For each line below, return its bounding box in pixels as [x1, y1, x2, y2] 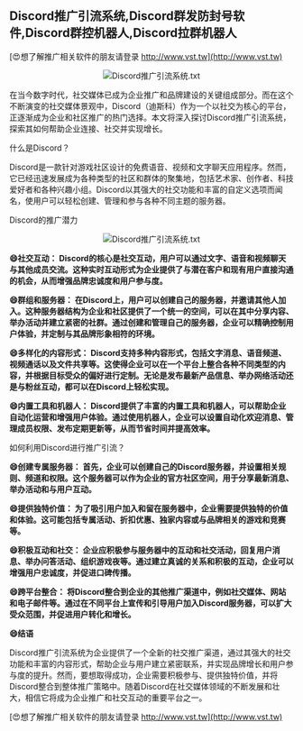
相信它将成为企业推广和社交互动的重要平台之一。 [24, 692, 207, 703]
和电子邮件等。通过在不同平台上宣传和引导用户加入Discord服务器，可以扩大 [9, 598, 292, 608]
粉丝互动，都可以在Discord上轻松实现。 [24, 381, 174, 392]
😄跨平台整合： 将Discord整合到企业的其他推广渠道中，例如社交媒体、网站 [9, 586, 287, 597]
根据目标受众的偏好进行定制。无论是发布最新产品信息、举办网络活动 [32, 370, 286, 380]
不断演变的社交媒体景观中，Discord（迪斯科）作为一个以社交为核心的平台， [9, 100, 291, 111]
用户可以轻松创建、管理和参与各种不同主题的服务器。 [32, 195, 231, 206]
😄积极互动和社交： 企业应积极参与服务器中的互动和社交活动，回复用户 [9, 544, 272, 555]
